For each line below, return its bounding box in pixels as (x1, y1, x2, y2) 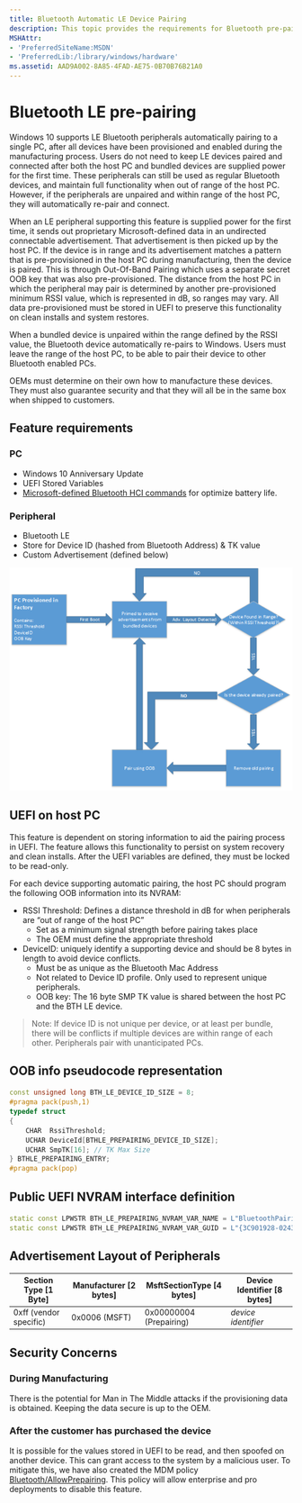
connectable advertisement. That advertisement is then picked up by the (9, 235, 279, 246)
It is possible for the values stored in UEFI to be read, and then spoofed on (9, 1445, 285, 1456)
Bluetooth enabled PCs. (9, 358, 97, 368)
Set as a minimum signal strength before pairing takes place (35, 924, 258, 935)
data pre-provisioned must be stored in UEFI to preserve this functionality (9, 302, 282, 312)
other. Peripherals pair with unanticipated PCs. (31, 1037, 204, 1048)
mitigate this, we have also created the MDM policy (9, 1464, 200, 1475)
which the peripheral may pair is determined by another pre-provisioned (9, 283, 277, 294)
